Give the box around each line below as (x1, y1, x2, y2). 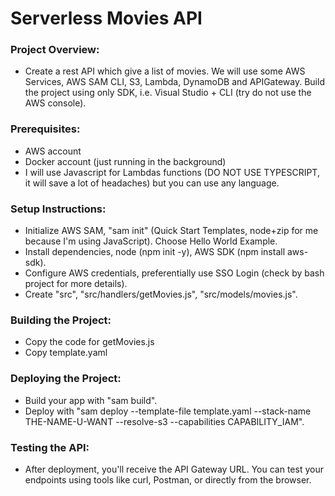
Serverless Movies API (10, 7, 203, 30)
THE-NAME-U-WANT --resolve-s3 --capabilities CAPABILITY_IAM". (24, 415, 305, 427)
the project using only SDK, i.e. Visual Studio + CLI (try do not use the (24, 87, 312, 99)
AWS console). (24, 97, 87, 109)
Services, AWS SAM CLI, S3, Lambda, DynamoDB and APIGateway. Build (24, 76, 325, 88)
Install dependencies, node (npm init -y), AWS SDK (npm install (24, 246, 286, 258)
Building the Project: (10, 313, 112, 327)
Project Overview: (10, 43, 100, 57)
